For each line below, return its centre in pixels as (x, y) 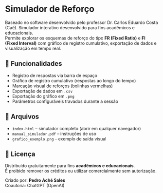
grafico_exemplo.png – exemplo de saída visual (59, 139)
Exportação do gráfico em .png (43, 96)
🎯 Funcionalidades (34, 64)
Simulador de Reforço (50, 9)
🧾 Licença (20, 154)
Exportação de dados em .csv (42, 91)
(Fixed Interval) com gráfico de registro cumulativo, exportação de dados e (81, 43)
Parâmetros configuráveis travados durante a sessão (65, 101)
